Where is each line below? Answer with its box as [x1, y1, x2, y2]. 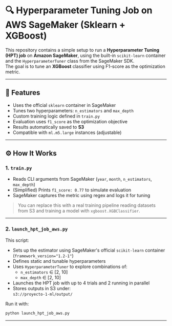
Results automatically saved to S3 [12, 124, 84, 130]
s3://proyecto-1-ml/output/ [12, 292, 73, 297]
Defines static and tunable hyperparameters [12, 258, 106, 264]
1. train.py [5, 164, 32, 171]
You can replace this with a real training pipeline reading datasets [17, 202, 156, 208]
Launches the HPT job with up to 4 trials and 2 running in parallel [12, 280, 150, 286]
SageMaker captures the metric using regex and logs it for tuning [12, 193, 150, 199]
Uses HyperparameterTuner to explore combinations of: [12, 263, 128, 270]
